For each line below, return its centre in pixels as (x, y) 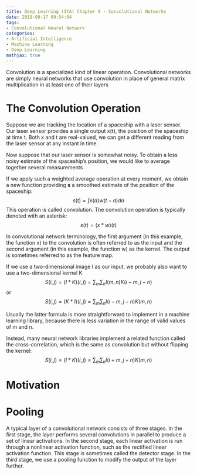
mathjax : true (23, 55)
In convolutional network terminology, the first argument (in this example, (94, 236)
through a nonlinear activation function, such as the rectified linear (86, 447)
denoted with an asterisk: (37, 216)
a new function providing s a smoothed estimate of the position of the (90, 185)
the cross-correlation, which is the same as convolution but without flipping (97, 345)
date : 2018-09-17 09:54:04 (39, 17)
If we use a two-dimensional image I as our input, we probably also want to (97, 266)
